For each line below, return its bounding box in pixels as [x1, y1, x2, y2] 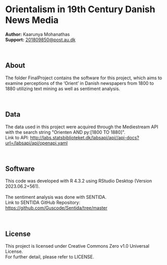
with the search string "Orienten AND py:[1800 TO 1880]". [5, 129, 126, 135]
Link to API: [5, 134, 29, 140]
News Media [5, 14, 59, 26]
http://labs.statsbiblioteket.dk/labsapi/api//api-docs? [30, 134, 139, 140]
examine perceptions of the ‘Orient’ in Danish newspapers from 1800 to [5, 80, 154, 86]
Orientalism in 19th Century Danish [5, 4, 155, 15]
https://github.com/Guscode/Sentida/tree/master [5, 205, 108, 211]
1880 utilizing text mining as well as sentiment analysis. [5, 85, 120, 92]
